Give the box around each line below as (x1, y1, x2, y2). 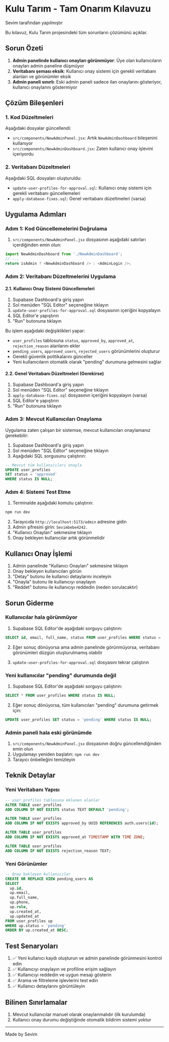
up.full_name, (10, 895, 39, 900)
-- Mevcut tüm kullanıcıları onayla (5, 463, 82, 468)
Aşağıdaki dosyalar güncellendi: (5, 125, 71, 131)
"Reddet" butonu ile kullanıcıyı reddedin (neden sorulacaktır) (12, 584, 138, 590)
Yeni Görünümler (5, 860, 48, 867)
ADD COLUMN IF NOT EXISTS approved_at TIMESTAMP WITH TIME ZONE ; (5, 835, 145, 840)
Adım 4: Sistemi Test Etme (5, 489, 71, 496)
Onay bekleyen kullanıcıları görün (12, 568, 82, 574)
